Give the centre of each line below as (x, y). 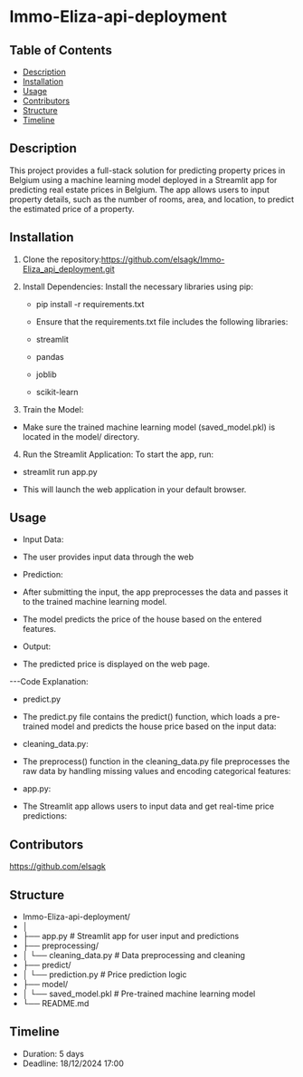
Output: (37, 646)
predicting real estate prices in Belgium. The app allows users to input (139, 189)
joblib (46, 374)
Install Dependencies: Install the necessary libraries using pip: (137, 286)
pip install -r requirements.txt (90, 304)
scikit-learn (57, 392)
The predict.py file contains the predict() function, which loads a (142, 717)
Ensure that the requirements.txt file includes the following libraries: (162, 321)
